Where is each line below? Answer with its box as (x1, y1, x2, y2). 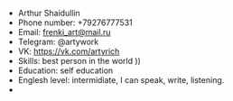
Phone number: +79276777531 (17, 17, 133, 28)
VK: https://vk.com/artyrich (17, 46, 120, 57)
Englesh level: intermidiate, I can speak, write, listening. (17, 75, 225, 85)
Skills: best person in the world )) (17, 56, 142, 66)
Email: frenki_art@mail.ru (17, 27, 111, 37)
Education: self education (17, 65, 114, 76)
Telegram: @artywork (17, 36, 99, 47)
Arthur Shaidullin (17, 8, 81, 18)
